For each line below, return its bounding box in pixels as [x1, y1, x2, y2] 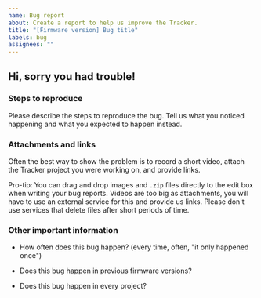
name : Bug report [8, 11, 65, 20]
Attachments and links [8, 139, 96, 150]
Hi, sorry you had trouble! [8, 70, 136, 83]
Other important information [8, 225, 119, 236]
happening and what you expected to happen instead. [8, 119, 183, 129]
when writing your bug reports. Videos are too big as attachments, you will [8, 189, 249, 198]
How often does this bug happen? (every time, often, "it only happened [19, 242, 249, 252]
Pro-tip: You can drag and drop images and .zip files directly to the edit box [8, 180, 253, 190]
